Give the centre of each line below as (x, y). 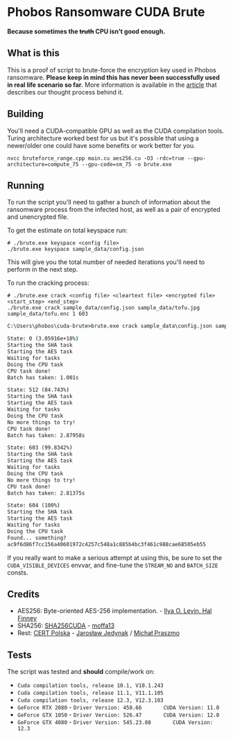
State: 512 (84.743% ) (38, 390)
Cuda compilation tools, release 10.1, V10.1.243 (90, 686)
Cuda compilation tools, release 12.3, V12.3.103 (90, 700)
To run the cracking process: (48, 283)
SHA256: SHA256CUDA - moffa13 (66, 625)
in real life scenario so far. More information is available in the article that (112, 85)
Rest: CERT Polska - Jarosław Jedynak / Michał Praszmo (98, 633)
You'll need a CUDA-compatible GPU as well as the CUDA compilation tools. (115, 131)
